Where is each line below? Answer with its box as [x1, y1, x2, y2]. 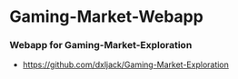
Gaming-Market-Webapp [9, 6, 204, 27]
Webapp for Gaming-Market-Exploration [9, 39, 193, 52]
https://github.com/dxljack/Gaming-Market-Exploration [22, 59, 230, 70]
